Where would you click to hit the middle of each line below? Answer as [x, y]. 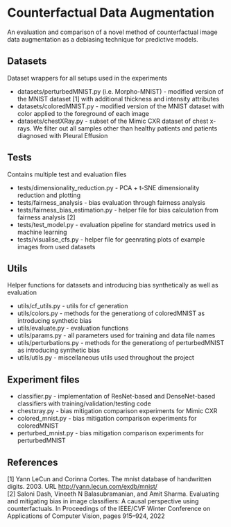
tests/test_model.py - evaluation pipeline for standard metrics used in [117, 224]
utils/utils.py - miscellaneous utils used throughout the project [105, 358]
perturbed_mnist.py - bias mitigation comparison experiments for [110, 433]
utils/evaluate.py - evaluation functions [73, 328]
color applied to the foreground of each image [83, 113]
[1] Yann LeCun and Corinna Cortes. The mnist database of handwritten [109, 479]
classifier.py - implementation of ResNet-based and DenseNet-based [116, 396]
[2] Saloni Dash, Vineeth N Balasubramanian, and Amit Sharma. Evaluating [113, 494]
